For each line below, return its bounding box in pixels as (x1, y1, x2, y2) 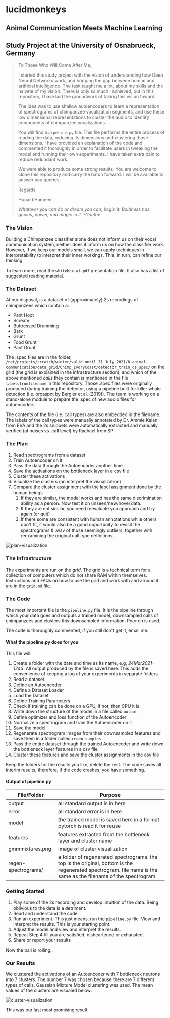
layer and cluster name (58, 837, 112, 844)
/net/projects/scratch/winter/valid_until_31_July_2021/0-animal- (6, 359, 148, 364)
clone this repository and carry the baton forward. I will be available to (18, 171, 164, 178)
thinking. (6, 257, 24, 263)
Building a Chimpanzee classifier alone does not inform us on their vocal (6, 236, 156, 242)
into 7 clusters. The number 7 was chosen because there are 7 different (6, 976, 154, 983)
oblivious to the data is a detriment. (13, 904, 87, 911)
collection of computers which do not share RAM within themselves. (6, 572, 148, 578)
